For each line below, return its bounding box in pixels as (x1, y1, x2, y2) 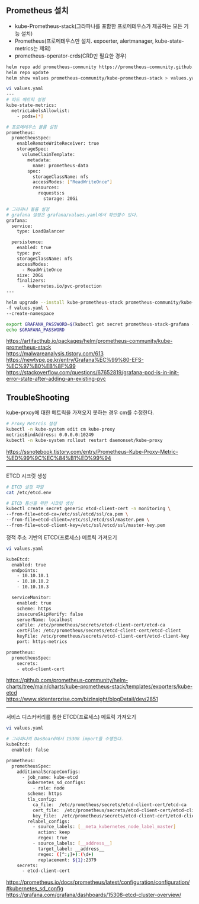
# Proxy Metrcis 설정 (6, 421, 57, 427)
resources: (32, 184, 60, 191)
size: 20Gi (17, 272, 44, 278)
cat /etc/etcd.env (6, 489, 52, 495)
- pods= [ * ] (17, 113, 44, 119)
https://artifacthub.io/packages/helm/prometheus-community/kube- (6, 338, 173, 345)
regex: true (37, 835, 68, 841)
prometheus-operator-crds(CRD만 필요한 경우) (14, 52, 127, 59)
